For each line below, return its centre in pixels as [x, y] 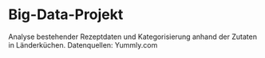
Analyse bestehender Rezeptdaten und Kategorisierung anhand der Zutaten [133, 37]
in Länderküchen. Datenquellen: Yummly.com [83, 44]
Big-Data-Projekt [66, 15]
